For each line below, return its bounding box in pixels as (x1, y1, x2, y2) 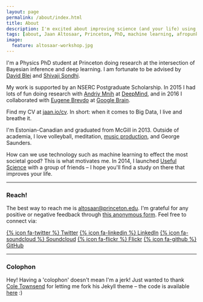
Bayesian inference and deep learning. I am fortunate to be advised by (6, 65, 181, 72)
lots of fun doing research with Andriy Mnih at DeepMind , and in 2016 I (6, 90, 182, 97)
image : (6, 37, 23, 43)
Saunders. (6, 139, 32, 146)
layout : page (6, 8, 39, 15)
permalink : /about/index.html (6, 14, 83, 21)
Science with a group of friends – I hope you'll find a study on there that (6, 164, 185, 171)
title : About (6, 20, 39, 26)
